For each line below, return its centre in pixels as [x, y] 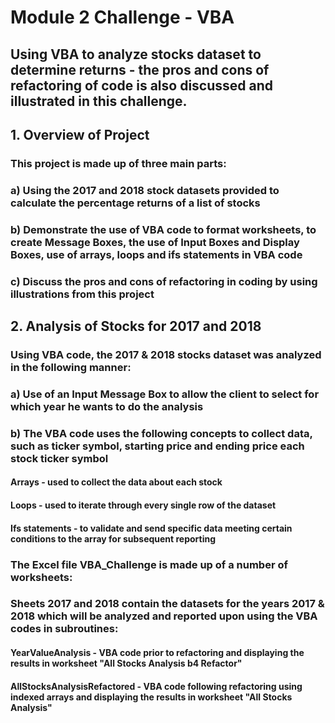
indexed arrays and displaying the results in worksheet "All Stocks [151, 697]
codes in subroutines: [64, 629]
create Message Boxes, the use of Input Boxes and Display [155, 242]
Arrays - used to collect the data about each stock [116, 482]
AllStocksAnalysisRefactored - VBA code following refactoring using [156, 686]
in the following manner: [71, 367]
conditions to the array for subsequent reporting [113, 538]
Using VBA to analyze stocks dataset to [136, 54]
